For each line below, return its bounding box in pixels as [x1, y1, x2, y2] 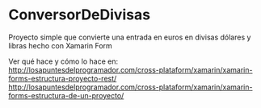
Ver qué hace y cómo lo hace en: [8, 56, 119, 66]
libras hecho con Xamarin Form [8, 40, 113, 50]
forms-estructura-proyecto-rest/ [8, 73, 117, 83]
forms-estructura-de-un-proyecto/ [8, 90, 124, 100]
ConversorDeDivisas [8, 6, 151, 24]
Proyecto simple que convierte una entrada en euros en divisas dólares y [8, 32, 251, 42]
